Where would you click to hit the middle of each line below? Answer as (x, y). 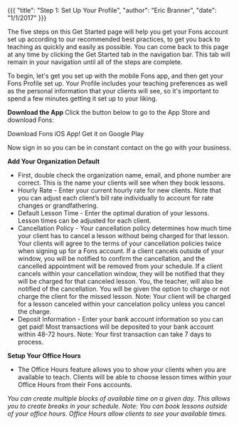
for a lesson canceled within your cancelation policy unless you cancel (121, 304)
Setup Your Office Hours (44, 355)
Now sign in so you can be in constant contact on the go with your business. (119, 148)
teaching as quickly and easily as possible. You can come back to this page (118, 47)
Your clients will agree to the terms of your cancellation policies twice (119, 243)
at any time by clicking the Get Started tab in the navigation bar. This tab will (119, 54)
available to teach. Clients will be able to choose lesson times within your (124, 377)
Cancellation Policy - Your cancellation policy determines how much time (124, 228)
